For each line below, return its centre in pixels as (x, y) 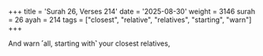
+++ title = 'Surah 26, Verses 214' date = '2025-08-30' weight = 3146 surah (132, 11)
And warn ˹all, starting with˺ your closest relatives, (89, 43)
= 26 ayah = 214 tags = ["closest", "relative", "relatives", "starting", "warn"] (130, 20)
